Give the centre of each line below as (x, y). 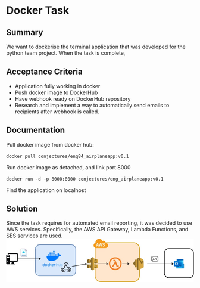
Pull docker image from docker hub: (50, 144)
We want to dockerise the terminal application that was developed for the (96, 47)
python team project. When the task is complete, (66, 53)
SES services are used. (35, 236)
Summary (25, 32)
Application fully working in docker (57, 86)
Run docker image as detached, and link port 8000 (68, 167)
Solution (22, 209)
